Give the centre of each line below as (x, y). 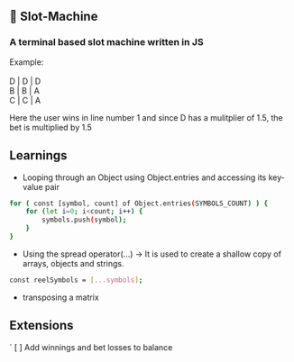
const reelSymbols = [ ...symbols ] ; (76, 280)
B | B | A (25, 90)
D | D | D (25, 81)
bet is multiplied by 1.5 (51, 127)
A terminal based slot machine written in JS (107, 42)
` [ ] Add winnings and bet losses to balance (91, 347)
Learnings (38, 155)
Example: (27, 62)
